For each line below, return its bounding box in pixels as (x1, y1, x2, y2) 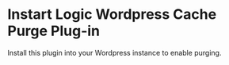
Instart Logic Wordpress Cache (7, 5, 217, 23)
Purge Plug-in (7, 22, 101, 40)
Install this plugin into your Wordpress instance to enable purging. (7, 48, 222, 57)
